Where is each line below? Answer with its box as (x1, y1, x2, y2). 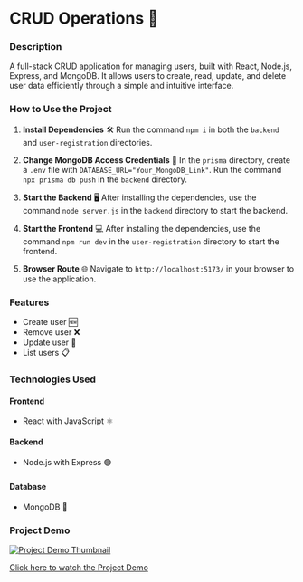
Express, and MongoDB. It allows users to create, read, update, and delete (9, 71, 287, 81)
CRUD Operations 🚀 (9, 8, 158, 29)
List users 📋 (22, 348, 71, 358)
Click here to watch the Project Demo (9, 561, 149, 573)
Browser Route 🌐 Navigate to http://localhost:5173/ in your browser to (22, 262, 295, 274)
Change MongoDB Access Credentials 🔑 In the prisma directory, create (22, 154, 291, 166)
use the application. (22, 273, 97, 284)
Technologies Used (9, 373, 97, 386)
